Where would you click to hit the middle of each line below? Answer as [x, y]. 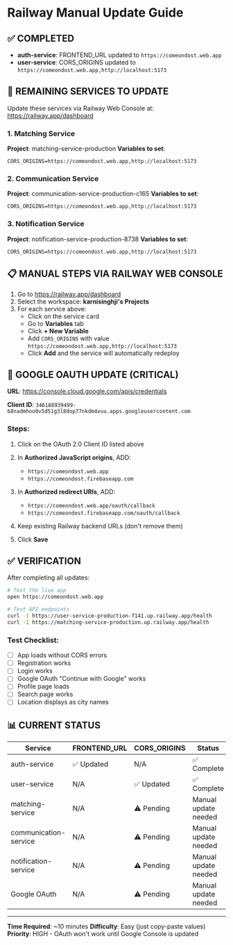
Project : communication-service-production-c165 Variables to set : [103, 194]
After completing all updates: [49, 578]
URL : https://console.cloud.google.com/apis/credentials [87, 391]
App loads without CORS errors [62, 655]
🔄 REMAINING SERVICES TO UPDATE [88, 92]
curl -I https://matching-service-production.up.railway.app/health [108, 622]
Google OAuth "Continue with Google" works [81, 679]
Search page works [45, 694]
